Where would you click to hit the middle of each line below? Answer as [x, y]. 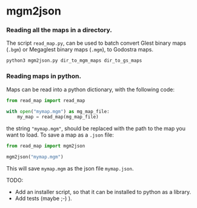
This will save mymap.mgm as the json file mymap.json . [70, 169]
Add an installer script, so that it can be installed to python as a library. [103, 192]
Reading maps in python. [44, 76]
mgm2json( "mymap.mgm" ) [35, 157]
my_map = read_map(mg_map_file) [58, 117]
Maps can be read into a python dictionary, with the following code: [90, 89]
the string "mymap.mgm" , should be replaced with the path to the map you [96, 129]
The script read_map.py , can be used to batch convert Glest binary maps [96, 43]
